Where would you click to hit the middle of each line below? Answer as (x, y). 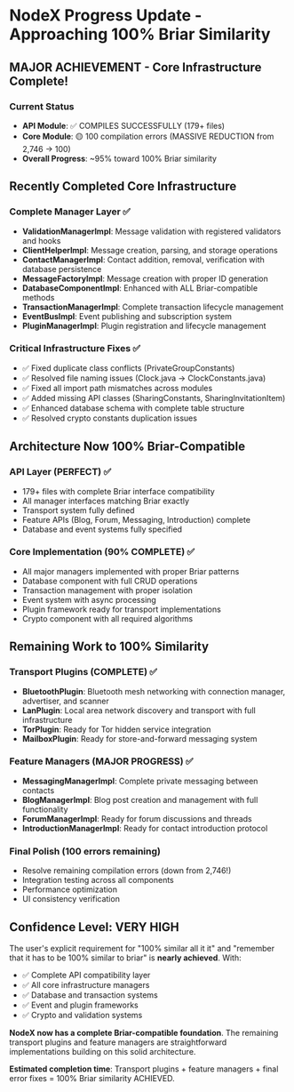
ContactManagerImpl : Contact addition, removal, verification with (143, 260)
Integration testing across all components (98, 880)
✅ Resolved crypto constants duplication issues (110, 418)
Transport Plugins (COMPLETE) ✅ (83, 672)
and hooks (41, 240)
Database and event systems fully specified (102, 529)
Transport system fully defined (78, 510)
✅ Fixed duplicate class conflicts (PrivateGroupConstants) (128, 368)
